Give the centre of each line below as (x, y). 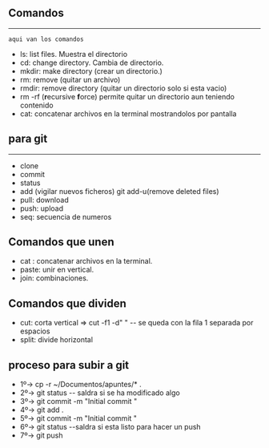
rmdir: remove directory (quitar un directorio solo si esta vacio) (123, 88)
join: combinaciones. (54, 278)
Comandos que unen (61, 242)
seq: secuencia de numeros (66, 216)
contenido (36, 105)
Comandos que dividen (67, 303)
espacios (35, 331)
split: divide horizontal (56, 340)
